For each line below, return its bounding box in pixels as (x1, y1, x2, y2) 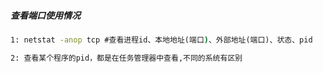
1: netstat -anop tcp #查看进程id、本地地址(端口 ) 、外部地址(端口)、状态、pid (10, 35, 313, 45)
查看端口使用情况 (10, 9, 81, 21)
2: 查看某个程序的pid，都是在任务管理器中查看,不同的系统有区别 (10, 53, 243, 63)
